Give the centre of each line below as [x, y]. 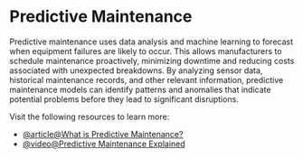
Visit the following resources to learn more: [90, 116]
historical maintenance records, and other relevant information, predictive [147, 79]
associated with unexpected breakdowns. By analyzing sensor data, [136, 70]
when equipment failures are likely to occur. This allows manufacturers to [146, 51]
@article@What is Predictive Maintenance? [103, 134]
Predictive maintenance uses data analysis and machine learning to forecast [151, 42]
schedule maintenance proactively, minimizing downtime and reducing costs [152, 60]
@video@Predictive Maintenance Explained [104, 144]
